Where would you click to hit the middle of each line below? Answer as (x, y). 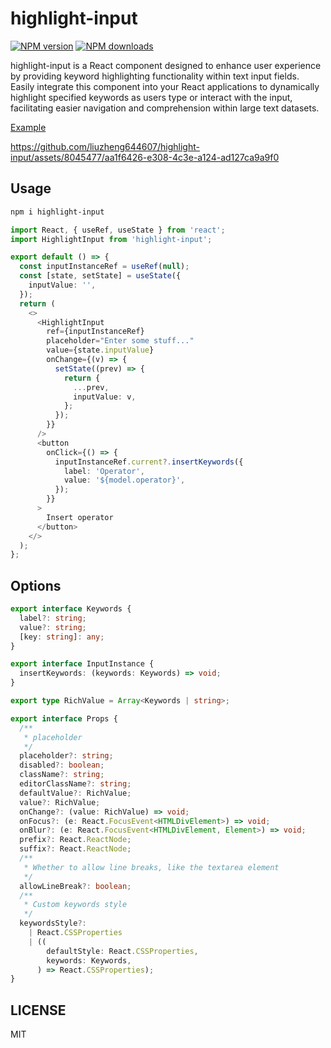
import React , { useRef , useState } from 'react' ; (118, 230)
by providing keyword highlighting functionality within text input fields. (155, 76)
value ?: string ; (53, 627)
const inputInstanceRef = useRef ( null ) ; (104, 267)
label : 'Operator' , (104, 471)
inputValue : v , (105, 397)
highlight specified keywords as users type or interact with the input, (151, 97)
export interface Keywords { (71, 609)
